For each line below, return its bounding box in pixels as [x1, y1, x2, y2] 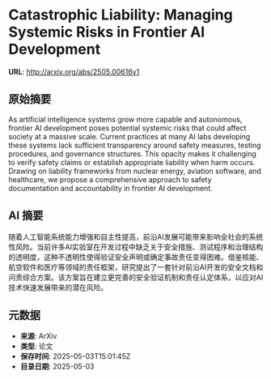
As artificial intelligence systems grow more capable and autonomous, [8, 114, 243, 124]
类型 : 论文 [19, 342, 53, 351]
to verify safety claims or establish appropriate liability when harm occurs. [8, 157, 256, 167]
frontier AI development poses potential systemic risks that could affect [8, 123, 247, 133]
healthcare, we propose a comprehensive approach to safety [8, 174, 212, 184]
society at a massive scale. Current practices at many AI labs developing [8, 131, 251, 141]
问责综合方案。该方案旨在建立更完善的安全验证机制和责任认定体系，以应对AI [8, 272, 264, 282]
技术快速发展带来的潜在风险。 [8, 282, 108, 292]
